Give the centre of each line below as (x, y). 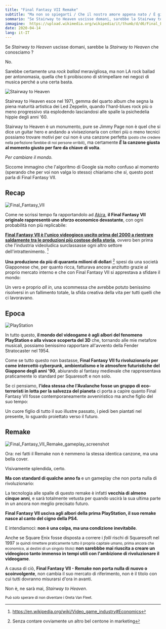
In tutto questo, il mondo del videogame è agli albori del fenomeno (74, 335)
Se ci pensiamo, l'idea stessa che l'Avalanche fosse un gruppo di (73, 385)
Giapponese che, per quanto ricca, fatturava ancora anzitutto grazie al (77, 267)
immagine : (15, 24)
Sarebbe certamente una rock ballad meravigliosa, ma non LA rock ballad (80, 71)
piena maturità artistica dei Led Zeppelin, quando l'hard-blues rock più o (79, 106)
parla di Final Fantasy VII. (31, 177)
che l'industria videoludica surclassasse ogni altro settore (64, 245)
